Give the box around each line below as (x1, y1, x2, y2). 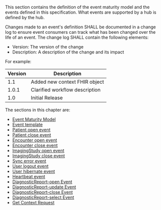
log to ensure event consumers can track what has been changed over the (5, 29, 156, 35)
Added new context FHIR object (31, 78, 105, 85)
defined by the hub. (5, 15, 45, 20)
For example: (5, 59, 32, 64)
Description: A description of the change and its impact (12, 49, 124, 55)
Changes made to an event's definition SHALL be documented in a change (5, 24, 156, 30)
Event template (12, 122, 43, 127)
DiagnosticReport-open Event (12, 179, 73, 185)
